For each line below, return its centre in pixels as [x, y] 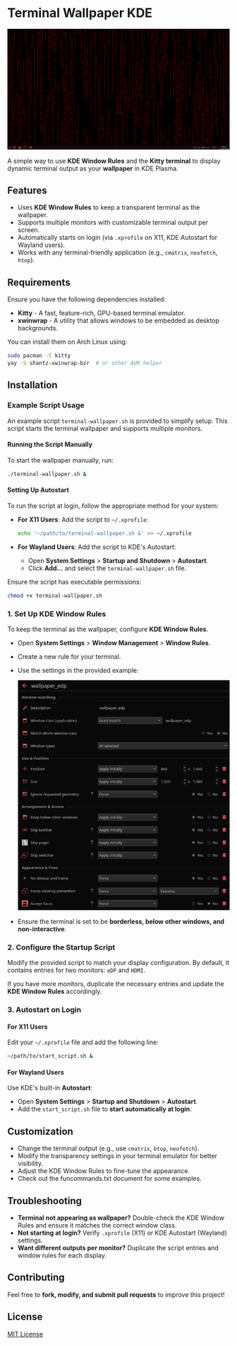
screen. [29, 230]
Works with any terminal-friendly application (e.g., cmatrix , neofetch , [117, 253]
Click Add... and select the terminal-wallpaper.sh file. [107, 568]
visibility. [30, 1164]
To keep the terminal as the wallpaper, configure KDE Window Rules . [108, 629]
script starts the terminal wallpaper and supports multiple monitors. [105, 428]
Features [27, 190]
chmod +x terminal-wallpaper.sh [55, 596]
